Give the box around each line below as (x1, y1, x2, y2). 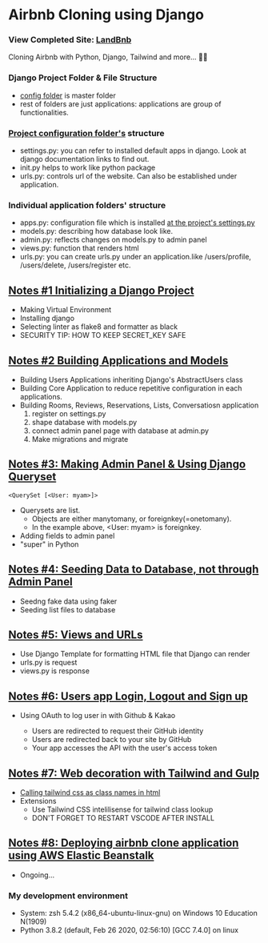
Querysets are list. (19, 505, 81, 515)
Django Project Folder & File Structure (8, 72, 158, 83)
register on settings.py (31, 409, 106, 418)
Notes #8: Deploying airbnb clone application (8, 837, 239, 850)
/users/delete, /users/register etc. (19, 260, 131, 270)
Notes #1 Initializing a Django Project (8, 283, 194, 297)
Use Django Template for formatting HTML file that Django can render (19, 649, 250, 659)
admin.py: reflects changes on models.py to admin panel (19, 235, 207, 245)
